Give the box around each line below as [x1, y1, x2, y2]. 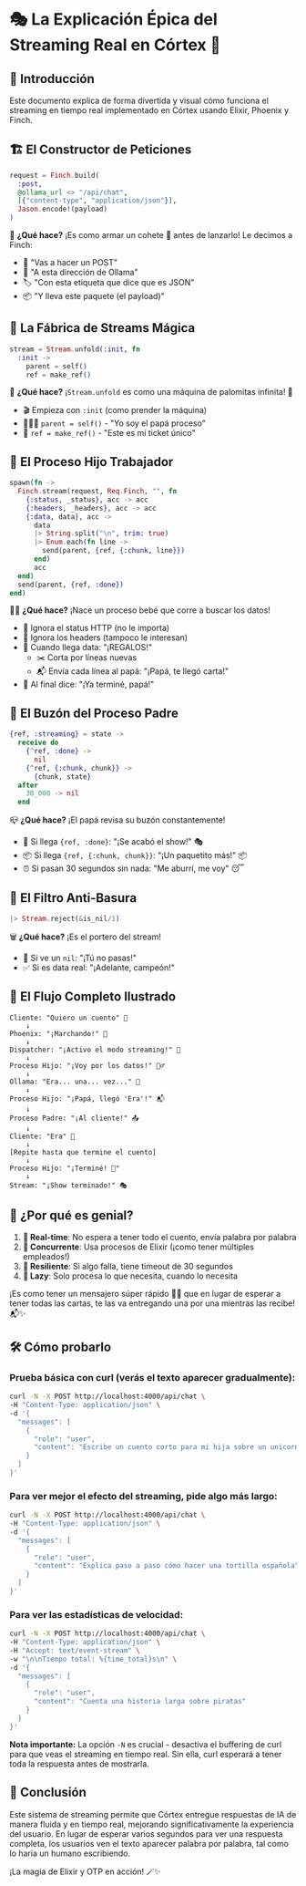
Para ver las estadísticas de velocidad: [9, 1608, 184, 1621]
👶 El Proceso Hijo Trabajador [9, 454, 174, 470]
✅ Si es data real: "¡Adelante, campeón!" [22, 961, 176, 973]
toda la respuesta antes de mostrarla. [9, 1758, 150, 1769]
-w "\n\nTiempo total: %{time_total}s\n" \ [9, 1654, 178, 1663]
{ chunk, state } [33, 772, 92, 782]
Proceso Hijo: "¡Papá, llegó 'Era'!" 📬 [9, 1093, 166, 1104]
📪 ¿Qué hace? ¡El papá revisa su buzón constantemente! [9, 814, 226, 825]
